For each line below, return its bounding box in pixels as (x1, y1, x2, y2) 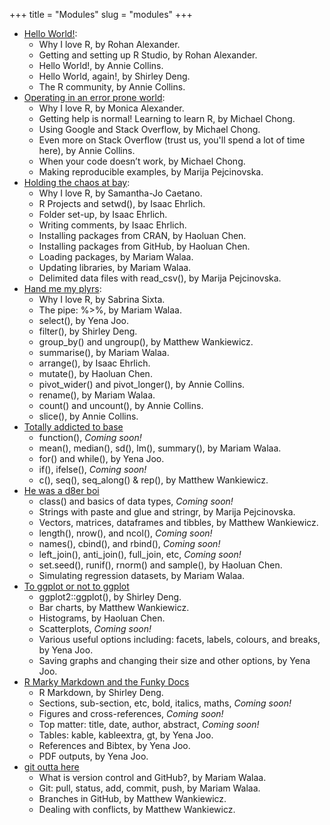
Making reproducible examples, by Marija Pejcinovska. (38, 166, 264, 178)
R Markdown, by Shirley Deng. (38, 687, 164, 698)
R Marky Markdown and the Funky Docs (23, 676, 190, 688)
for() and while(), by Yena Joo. (38, 453, 165, 464)
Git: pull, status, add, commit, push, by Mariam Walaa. (38, 782, 261, 794)
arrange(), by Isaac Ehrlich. (38, 357, 151, 369)
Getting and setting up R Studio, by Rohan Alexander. (38, 49, 258, 61)
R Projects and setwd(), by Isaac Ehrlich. (38, 198, 206, 209)
